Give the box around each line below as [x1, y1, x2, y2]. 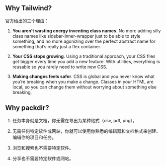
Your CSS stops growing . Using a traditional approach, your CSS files [12, 53, 156, 59]
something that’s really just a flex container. [12, 43, 101, 49]
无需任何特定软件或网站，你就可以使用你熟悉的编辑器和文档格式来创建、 [12, 128, 161, 134]
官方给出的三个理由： [5, 17, 49, 24]
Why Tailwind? [5, 4, 52, 12]
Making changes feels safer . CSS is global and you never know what [12, 73, 155, 79]
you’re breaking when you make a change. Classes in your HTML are [12, 79, 154, 84]
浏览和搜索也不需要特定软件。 [12, 145, 74, 151]
